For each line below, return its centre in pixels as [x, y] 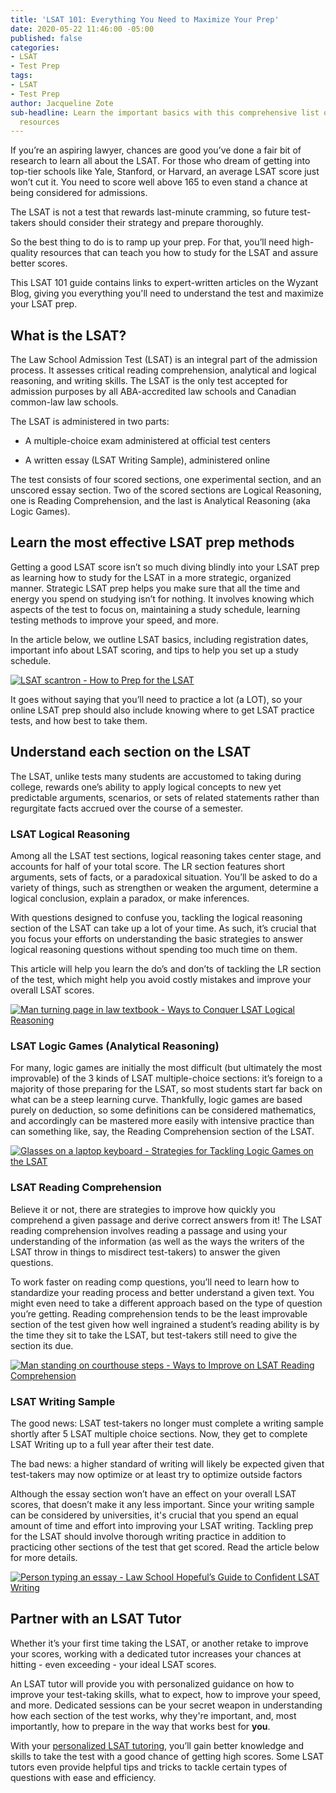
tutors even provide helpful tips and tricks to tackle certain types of [149, 1767]
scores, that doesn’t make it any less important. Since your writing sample [162, 1504]
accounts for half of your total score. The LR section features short [148, 866]
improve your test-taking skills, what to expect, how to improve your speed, [165, 1694]
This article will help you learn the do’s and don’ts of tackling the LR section [166, 968]
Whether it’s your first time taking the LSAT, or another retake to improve [159, 1643]
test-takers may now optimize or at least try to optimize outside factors [156, 1474]
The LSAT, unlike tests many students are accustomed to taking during [156, 776]
